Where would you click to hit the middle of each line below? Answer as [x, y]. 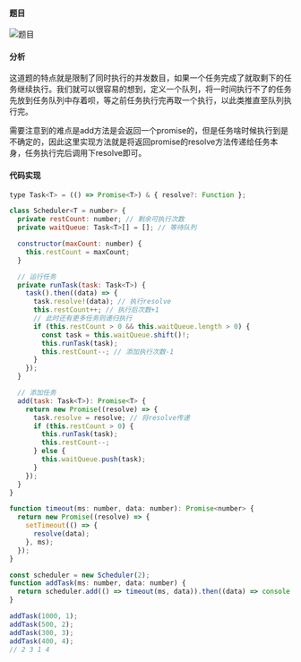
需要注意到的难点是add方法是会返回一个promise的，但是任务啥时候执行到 [145, 131]
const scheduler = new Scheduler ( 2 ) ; [80, 575]
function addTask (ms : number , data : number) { [98, 583]
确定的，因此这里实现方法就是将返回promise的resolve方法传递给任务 [143, 142]
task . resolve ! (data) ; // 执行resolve [102, 302]
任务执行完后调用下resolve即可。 [86, 153]
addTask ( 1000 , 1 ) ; [43, 616]
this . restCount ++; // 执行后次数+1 [96, 310]
